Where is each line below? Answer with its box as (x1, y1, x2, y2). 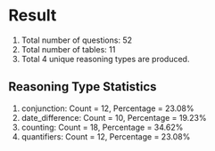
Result (8, 5, 57, 26)
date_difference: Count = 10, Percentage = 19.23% (21, 112, 207, 123)
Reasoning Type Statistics (8, 79, 157, 94)
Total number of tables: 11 (21, 44, 116, 54)
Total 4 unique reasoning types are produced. (21, 53, 190, 64)
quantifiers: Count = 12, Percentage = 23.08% (21, 131, 191, 142)
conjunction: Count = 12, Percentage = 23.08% (21, 103, 194, 114)
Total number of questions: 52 (21, 35, 133, 45)
